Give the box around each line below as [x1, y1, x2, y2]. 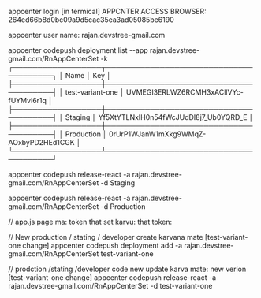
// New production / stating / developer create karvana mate [8, 233, 203, 241]
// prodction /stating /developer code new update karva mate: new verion [8, 264, 247, 274]
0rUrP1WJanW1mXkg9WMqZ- [109, 129, 207, 139]
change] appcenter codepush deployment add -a [22, 240, 183, 250]
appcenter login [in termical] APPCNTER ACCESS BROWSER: [8, 7, 207, 16]
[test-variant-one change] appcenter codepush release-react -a [8, 273, 217, 282]
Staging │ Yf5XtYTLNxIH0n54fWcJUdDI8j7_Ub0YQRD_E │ [65, 113, 254, 121]
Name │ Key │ [65, 71, 112, 80]
